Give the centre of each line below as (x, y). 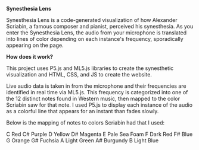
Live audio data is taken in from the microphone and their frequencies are (96, 86)
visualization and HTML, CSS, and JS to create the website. (79, 74)
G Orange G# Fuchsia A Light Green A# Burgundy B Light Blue (83, 141)
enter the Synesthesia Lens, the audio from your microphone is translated (97, 33)
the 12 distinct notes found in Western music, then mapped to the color (93, 98)
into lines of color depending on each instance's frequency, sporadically (95, 39)
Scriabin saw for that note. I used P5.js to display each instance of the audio (99, 105)
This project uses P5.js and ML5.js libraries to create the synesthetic (90, 68)
